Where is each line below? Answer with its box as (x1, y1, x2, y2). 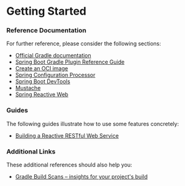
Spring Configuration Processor (15, 72, 96, 79)
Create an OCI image (15, 65, 69, 72)
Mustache (15, 84, 41, 92)
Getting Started (6, 4, 87, 18)
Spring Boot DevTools (15, 78, 70, 85)
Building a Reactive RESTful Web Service (15, 132, 119, 139)
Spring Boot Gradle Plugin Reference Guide (15, 58, 125, 65)
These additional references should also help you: (6, 161, 133, 169)
